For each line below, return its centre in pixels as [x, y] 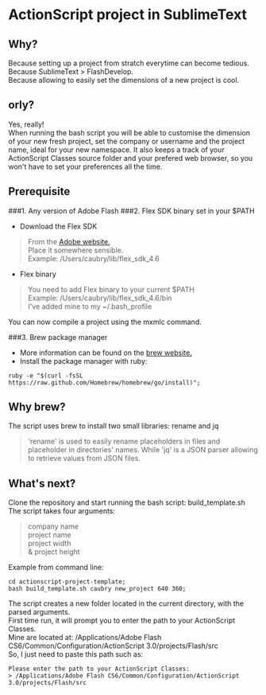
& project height [54, 552]
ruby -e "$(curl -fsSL [46, 376]
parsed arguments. [39, 612]
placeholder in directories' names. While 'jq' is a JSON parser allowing [143, 450]
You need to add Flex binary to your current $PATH [111, 289]
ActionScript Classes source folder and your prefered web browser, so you [131, 158]
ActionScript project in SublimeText [128, 15]
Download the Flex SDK [58, 226]
